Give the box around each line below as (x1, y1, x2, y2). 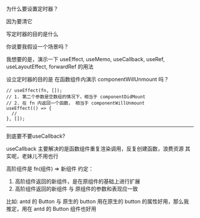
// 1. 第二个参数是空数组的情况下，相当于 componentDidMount (6, 94, 146, 100)
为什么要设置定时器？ (6, 5, 58, 12)
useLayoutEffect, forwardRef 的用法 (6, 63, 94, 70)
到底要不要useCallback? (6, 132, 65, 140)
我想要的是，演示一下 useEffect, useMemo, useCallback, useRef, (6, 56, 165, 62)
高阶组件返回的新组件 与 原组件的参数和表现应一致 (14, 185, 138, 192)
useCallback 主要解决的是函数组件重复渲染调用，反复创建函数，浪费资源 (6, 145, 184, 152)
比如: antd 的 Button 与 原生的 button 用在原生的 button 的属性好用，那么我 (6, 198, 189, 205)
